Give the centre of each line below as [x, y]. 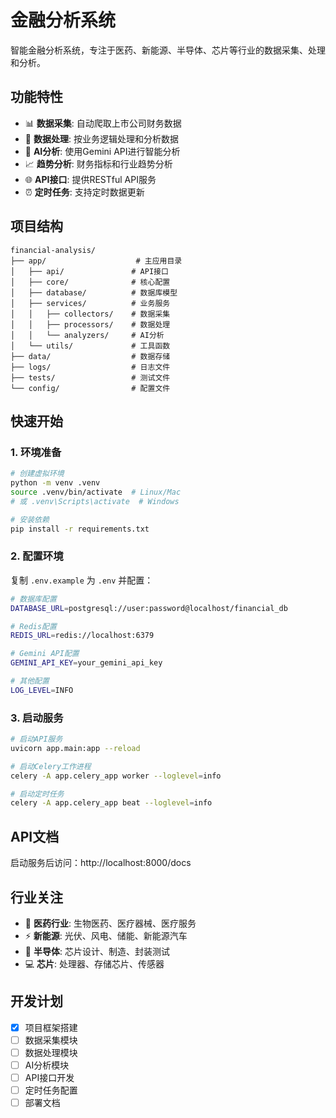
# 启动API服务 [36, 739]
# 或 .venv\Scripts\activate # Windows [95, 501]
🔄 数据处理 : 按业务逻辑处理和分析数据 [101, 138]
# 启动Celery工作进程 [51, 766]
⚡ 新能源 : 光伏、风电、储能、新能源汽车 [106, 935]
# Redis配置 [33, 626]
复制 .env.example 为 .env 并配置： [82, 580]
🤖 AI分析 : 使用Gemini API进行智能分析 [102, 151]
